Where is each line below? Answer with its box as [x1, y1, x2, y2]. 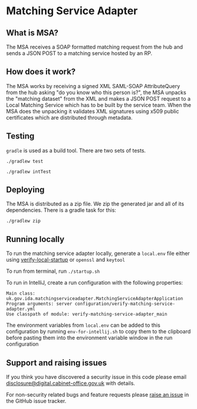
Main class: [6, 291, 35, 297]
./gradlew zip [6, 218, 41, 224]
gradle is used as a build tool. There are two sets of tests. [6, 147, 146, 154]
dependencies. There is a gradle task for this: [6, 207, 117, 214]
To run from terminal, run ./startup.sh [6, 268, 100, 275]
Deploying [6, 185, 45, 195]
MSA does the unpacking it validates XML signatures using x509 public [6, 108, 179, 115]
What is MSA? [6, 28, 59, 38]
